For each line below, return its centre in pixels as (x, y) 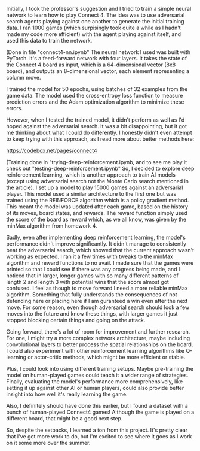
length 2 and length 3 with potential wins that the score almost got (87, 282)
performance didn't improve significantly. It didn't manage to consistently (96, 244)
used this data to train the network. (49, 40)
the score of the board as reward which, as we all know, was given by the (96, 219)
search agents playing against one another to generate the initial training (95, 21)
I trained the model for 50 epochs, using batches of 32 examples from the (97, 89)
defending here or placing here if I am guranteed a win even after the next (97, 301)
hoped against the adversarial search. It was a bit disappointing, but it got (96, 126)
